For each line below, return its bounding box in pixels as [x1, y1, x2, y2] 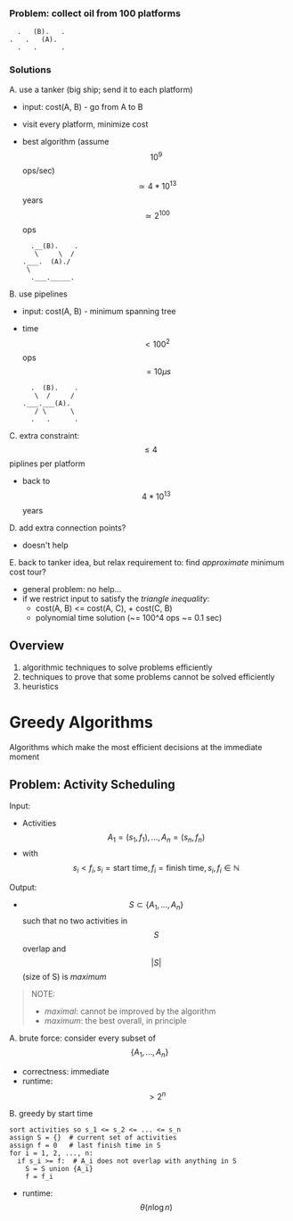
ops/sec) [21, 165, 55, 176]
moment [9, 751, 40, 762]
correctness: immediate [21, 1066, 110, 1076]
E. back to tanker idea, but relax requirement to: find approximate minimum [9, 556, 285, 567]
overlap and [21, 943, 67, 954]
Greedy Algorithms [9, 712, 153, 732]
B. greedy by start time [9, 1108, 94, 1119]
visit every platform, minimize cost [21, 119, 149, 130]
